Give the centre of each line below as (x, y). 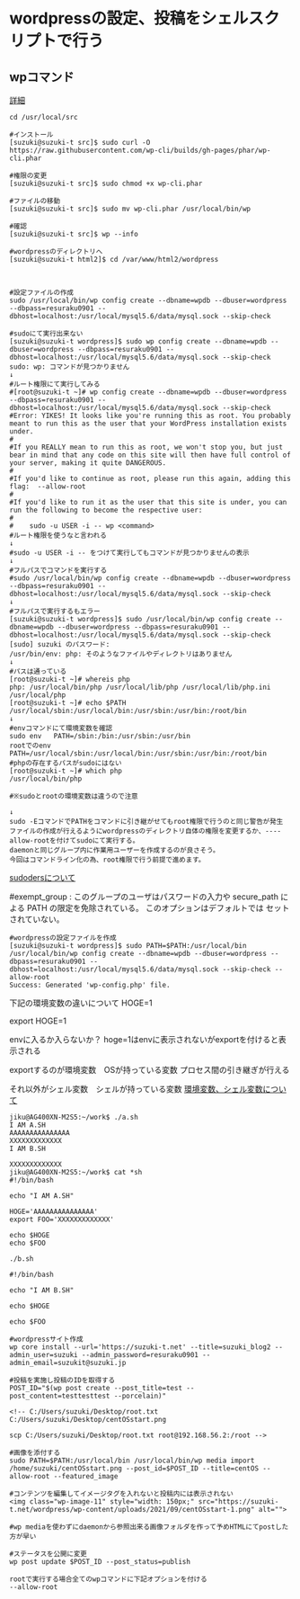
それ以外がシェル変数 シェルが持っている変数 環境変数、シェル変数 (136, 1089)
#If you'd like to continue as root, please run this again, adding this (150, 478)
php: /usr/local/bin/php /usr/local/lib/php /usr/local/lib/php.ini (140, 687)
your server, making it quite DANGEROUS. (88, 463)
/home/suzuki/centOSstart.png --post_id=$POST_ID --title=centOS (134, 1469)
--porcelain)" (140, 1396)
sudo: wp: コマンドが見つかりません (70, 367)
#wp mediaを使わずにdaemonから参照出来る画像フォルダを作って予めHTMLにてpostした (149, 1527)
